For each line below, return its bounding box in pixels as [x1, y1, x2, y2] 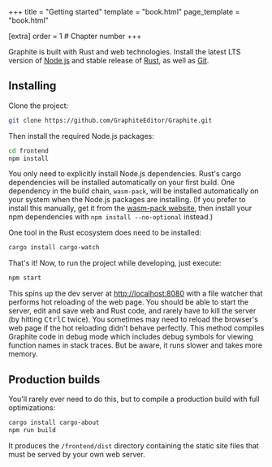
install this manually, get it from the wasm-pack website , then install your [8, 203, 253, 214]
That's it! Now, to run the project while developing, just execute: [8, 258, 222, 268]
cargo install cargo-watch [8, 244, 100, 252]
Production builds [8, 373, 101, 387]
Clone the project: [8, 101, 69, 110]
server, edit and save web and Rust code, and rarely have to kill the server [8, 306, 257, 316]
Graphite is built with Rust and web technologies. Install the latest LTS [8, 47, 241, 56]
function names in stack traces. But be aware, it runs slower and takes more [8, 340, 262, 350]
